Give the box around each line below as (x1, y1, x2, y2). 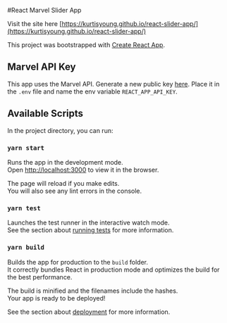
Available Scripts (7, 108, 83, 120)
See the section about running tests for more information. (7, 226, 174, 234)
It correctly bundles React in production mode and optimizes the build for (7, 265, 220, 274)
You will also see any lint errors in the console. (7, 186, 142, 195)
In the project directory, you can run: (7, 126, 114, 134)
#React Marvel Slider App (7, 6, 82, 14)
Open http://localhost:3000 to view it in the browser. (7, 165, 159, 174)
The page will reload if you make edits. (7, 179, 120, 187)
